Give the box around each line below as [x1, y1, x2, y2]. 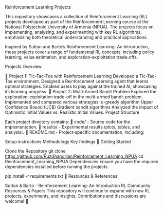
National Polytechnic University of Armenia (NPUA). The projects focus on [5, 24, 154, 30]
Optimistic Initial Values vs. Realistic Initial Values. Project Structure [5, 109, 140, 115]
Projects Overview [5, 63, 42, 69]
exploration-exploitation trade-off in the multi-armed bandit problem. [5, 94, 143, 100]
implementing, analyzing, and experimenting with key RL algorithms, [5, 29, 142, 35]
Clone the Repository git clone [5, 148, 66, 154]
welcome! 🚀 [5, 198, 29, 204]
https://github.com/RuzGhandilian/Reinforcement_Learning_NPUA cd [5, 153, 144, 159]
